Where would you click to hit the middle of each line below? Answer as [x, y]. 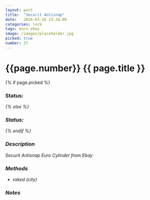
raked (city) [25, 179]
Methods [17, 168]
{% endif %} [18, 131]
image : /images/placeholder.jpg [39, 34]
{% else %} [17, 106]
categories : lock [24, 24]
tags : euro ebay [22, 29]
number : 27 [17, 43]
